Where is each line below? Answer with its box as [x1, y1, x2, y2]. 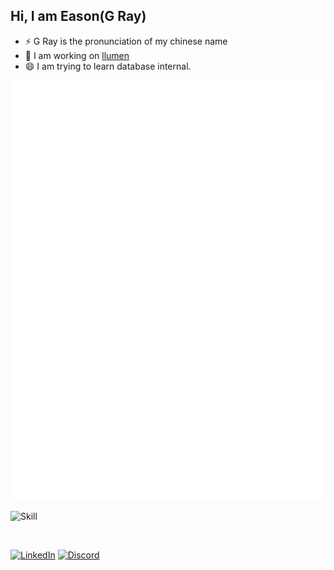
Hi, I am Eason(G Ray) [10, 8, 147, 25]
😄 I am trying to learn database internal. [24, 60, 192, 72]
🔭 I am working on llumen [24, 49, 130, 61]
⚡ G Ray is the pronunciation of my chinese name [24, 35, 228, 47]
